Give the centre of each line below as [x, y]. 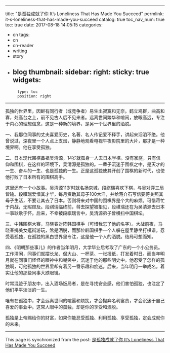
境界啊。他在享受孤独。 [30, 147]
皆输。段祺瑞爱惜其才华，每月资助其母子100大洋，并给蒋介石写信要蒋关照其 [84, 194]
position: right [34, 96]
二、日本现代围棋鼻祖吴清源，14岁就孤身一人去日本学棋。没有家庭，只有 [81, 158]
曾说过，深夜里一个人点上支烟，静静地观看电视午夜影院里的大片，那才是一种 [85, 140]
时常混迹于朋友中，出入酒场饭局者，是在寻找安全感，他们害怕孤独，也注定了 [85, 283]
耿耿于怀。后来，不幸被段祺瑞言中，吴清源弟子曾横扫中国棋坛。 [80, 213]
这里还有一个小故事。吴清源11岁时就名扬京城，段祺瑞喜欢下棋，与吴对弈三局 [85, 188]
